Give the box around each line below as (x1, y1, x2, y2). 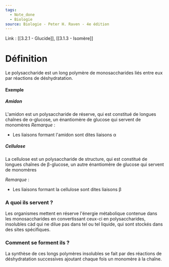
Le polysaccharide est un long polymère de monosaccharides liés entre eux (5, 70, 163, 76)
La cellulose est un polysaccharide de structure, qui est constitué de (5, 156, 148, 162)
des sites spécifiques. (5, 227, 51, 233)
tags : (5, 7, 17, 13)
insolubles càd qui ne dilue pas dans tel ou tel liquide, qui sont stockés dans (5, 221, 163, 228)
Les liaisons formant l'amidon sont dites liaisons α (12, 131, 117, 138)
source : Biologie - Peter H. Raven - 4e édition (5, 21, 109, 27)
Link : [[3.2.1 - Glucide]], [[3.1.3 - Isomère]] (5, 35, 93, 41)
